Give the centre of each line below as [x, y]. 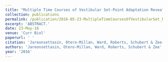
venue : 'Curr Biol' [25, 33]
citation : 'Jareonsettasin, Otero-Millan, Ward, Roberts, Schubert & [79, 42]
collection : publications [32, 14]
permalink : [16, 19]
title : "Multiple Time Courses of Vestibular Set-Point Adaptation [77, 10]
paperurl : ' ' [20, 38]
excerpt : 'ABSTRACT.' [28, 24]
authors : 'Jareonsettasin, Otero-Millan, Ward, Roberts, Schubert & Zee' [84, 47]
